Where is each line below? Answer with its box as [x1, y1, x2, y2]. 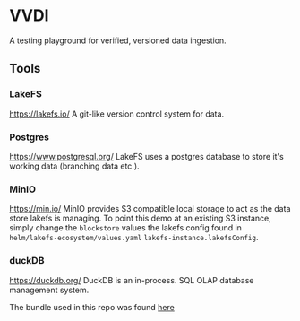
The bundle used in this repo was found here [9, 301, 175, 312]
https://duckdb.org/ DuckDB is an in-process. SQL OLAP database [9, 274, 254, 285]
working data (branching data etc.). [9, 160, 141, 171]
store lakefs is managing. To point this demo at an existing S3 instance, [9, 213, 271, 224]
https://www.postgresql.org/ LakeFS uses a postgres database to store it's [9, 151, 284, 161]
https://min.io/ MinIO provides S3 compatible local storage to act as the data [9, 204, 291, 214]
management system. [9, 284, 90, 295]
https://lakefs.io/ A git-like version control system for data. [9, 108, 225, 119]
